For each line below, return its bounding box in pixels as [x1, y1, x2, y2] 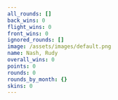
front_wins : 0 [7, 30, 49, 37]
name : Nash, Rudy [7, 50, 58, 57]
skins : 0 [7, 82, 33, 89]
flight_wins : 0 [7, 23, 52, 30]
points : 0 [7, 63, 37, 70]
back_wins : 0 [7, 17, 46, 24]
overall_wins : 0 [7, 56, 55, 63]
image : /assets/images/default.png [7, 43, 112, 50]
